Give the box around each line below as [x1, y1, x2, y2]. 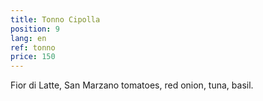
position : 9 [10, 24, 60, 34]
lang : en [10, 33, 47, 43]
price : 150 [10, 52, 56, 62]
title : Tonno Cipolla [10, 14, 101, 25]
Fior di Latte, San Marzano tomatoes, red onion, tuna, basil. [10, 79, 254, 91]
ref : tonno [10, 42, 56, 53]
